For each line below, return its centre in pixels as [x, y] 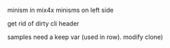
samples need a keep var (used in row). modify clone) [85, 37]
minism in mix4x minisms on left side [60, 10]
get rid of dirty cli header [43, 23]
